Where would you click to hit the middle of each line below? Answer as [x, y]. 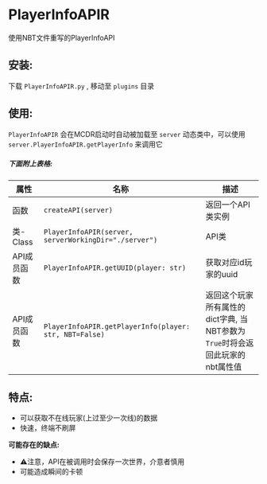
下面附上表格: [31, 164]
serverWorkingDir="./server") [101, 240]
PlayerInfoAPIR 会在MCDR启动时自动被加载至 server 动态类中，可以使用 [127, 134]
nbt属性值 [224, 366]
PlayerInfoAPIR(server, [88, 232]
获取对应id [225, 262]
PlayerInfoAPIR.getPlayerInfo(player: [117, 326]
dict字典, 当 [226, 318]
